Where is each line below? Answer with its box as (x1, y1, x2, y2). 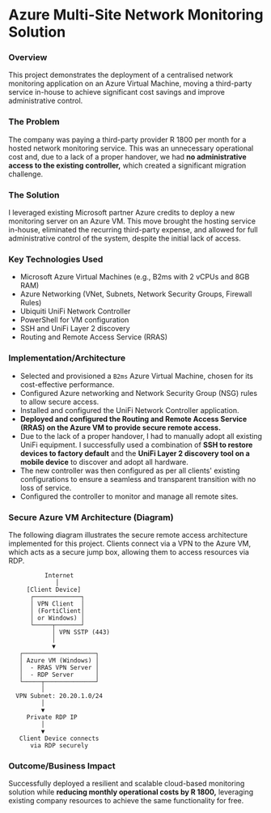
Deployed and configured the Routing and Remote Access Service (19, 414, 248, 424)
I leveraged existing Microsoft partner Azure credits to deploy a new (8, 208, 235, 218)
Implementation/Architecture (8, 352, 126, 364)
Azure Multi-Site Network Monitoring (8, 6, 264, 24)
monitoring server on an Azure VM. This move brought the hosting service (8, 216, 256, 226)
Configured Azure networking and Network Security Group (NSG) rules (19, 388, 257, 398)
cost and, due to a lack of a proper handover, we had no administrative (8, 151, 247, 161)
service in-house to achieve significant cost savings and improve (8, 87, 225, 97)
